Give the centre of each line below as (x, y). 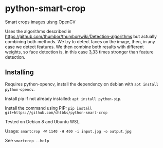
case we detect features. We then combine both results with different (74, 47)
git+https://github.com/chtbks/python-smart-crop (56, 113)
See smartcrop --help (27, 140)
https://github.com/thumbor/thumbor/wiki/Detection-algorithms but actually (81, 36)
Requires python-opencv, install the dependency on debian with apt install (82, 84)
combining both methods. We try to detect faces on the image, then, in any (80, 41)
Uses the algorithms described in (38, 31)
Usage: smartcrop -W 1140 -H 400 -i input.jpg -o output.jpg (68, 131)
